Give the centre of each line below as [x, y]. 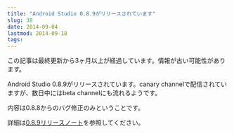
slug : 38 [20, 20]
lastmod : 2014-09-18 [38, 33]
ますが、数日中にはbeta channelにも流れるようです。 [84, 93]
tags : [15, 40]
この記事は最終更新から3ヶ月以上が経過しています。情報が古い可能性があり [117, 61]
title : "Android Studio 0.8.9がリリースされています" [82, 14]
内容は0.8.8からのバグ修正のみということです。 [76, 108]
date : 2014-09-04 [33, 27]
